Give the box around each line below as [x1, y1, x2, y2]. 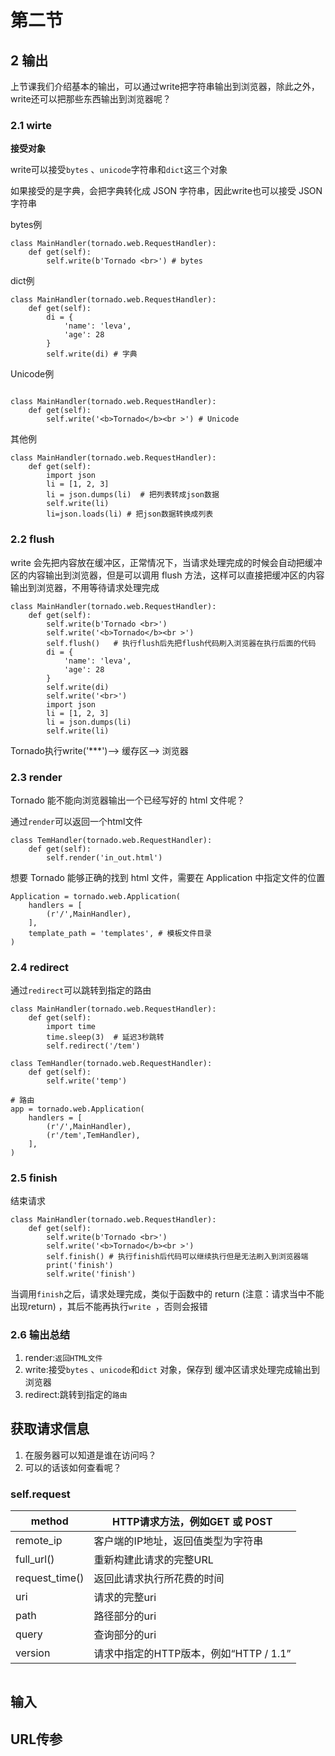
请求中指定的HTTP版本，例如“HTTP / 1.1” [93, 1646, 292, 1660]
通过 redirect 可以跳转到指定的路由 [10, 984, 152, 996]
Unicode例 [10, 368, 55, 380]
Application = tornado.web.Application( [10, 891, 182, 901]
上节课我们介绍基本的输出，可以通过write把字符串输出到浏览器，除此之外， [10, 81, 320, 92]
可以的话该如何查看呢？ [24, 1461, 122, 1473]
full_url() [15, 1552, 55, 1566]
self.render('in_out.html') [46, 852, 163, 863]
